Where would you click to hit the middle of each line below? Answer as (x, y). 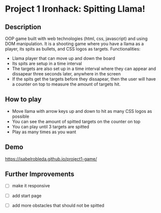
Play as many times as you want (44, 132)
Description (23, 27)
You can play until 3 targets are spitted (51, 126)
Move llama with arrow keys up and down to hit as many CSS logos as (82, 111)
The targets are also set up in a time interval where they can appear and (84, 69)
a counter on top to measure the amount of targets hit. (66, 84)
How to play (23, 99)
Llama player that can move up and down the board (64, 58)
